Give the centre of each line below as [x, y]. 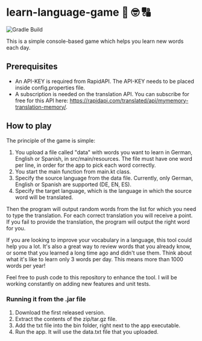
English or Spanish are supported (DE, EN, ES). [73, 184]
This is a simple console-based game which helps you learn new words [95, 41]
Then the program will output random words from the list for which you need [101, 209]
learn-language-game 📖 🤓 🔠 [78, 12]
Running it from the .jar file [46, 299]
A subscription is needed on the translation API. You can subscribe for [102, 94]
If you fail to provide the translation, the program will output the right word [98, 222]
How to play [29, 126]
